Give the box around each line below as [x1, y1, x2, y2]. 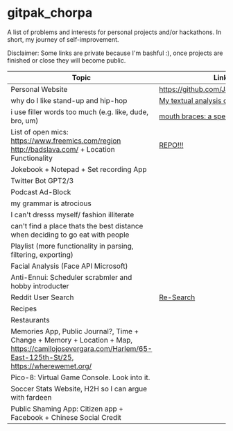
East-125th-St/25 [10, 352, 72, 362]
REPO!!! [159, 140, 184, 150]
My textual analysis [159, 95, 222, 105]
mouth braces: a [159, 111, 212, 121]
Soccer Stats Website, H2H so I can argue [10, 384, 148, 393]
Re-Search [159, 292, 196, 302]
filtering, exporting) [10, 249, 74, 259]
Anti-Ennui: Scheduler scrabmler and [10, 272, 132, 282]
